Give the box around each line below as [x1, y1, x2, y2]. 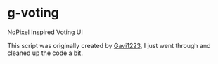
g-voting [7, 5, 60, 21]
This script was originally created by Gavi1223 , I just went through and [7, 41, 211, 49]
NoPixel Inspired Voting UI [7, 28, 83, 36]
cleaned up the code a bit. [7, 49, 83, 57]
